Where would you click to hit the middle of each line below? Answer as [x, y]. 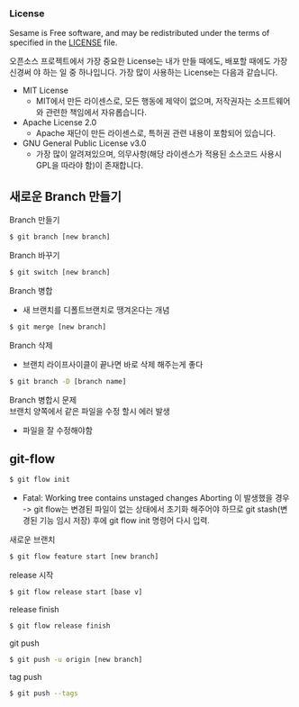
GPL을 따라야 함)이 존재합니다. [90, 166]
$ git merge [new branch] [58, 327]
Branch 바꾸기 [35, 255]
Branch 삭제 [31, 345]
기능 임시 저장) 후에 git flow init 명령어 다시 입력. [124, 521]
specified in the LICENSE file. [63, 42]
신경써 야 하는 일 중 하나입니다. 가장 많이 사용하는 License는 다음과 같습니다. [144, 73]
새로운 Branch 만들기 [65, 196]
